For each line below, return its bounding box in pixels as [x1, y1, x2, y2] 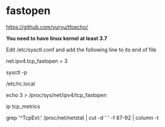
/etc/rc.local [6, 80, 35, 87]
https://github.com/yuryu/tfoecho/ [6, 23, 89, 30]
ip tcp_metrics [6, 102, 40, 109]
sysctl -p [6, 68, 27, 75]
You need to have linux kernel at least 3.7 [6, 35, 108, 42]
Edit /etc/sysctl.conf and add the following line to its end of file [6, 46, 156, 53]
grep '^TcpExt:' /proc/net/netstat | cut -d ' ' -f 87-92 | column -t [6, 114, 159, 121]
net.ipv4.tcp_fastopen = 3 [6, 57, 68, 64]
